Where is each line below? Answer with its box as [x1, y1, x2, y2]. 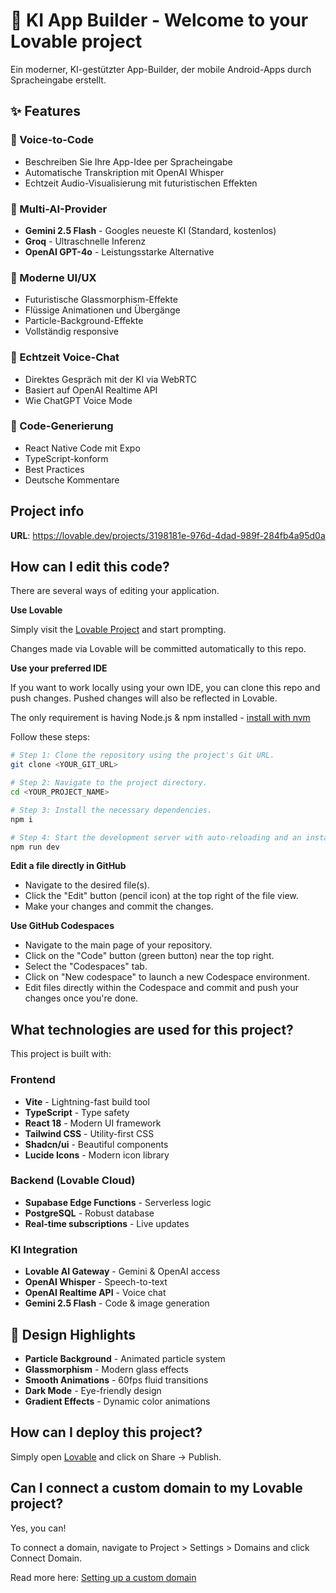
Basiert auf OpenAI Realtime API [24, 384, 158, 396]
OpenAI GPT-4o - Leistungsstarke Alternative [24, 245, 215, 258]
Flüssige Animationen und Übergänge [24, 304, 181, 316]
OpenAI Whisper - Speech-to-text [24, 1276, 168, 1288]
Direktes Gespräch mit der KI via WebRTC [24, 373, 197, 385]
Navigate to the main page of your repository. [24, 939, 213, 951]
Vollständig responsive [24, 325, 119, 338]
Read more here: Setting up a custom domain [10, 1571, 197, 1583]
